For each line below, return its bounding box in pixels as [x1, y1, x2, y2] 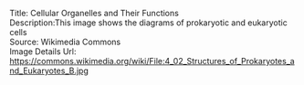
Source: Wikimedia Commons [9, 36, 121, 47]
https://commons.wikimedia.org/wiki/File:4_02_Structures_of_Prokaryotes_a [9, 56, 295, 66]
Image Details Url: [9, 46, 77, 57]
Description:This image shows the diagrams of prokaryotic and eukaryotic [9, 17, 288, 28]
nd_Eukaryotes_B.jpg [9, 65, 89, 76]
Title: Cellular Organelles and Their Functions [9, 8, 180, 18]
